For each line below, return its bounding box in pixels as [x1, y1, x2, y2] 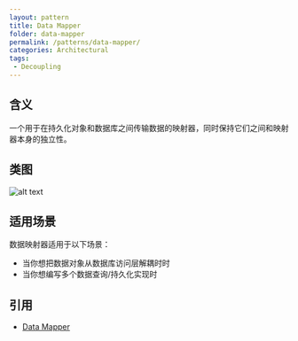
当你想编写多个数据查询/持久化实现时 [21, 269, 158, 280]
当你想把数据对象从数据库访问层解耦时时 [21, 258, 170, 268]
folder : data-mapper [9, 29, 86, 38]
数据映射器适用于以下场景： [9, 239, 111, 250]
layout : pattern [9, 12, 69, 22]
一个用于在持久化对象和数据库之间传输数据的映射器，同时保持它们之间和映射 [9, 122, 289, 133]
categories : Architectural [9, 46, 109, 55]
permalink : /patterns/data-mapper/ [9, 37, 141, 47]
